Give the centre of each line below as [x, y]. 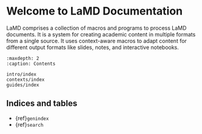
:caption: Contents [31, 64]
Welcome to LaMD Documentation [95, 11]
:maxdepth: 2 [23, 58]
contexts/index [26, 79]
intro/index [21, 74]
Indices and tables [42, 103]
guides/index [23, 85]
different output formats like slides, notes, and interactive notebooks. [93, 47]
